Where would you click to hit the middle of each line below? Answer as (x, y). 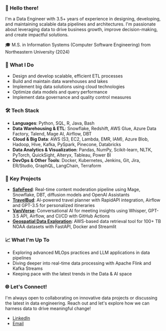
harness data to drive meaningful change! (48, 308)
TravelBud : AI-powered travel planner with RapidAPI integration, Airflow (86, 200)
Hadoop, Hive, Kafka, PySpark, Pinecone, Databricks (67, 144)
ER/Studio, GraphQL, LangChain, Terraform (57, 165)
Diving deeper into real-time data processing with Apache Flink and (82, 263)
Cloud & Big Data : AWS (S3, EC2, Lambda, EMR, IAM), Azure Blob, (81, 139)
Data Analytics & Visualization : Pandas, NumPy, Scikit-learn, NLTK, (82, 149)
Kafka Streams (28, 268)
